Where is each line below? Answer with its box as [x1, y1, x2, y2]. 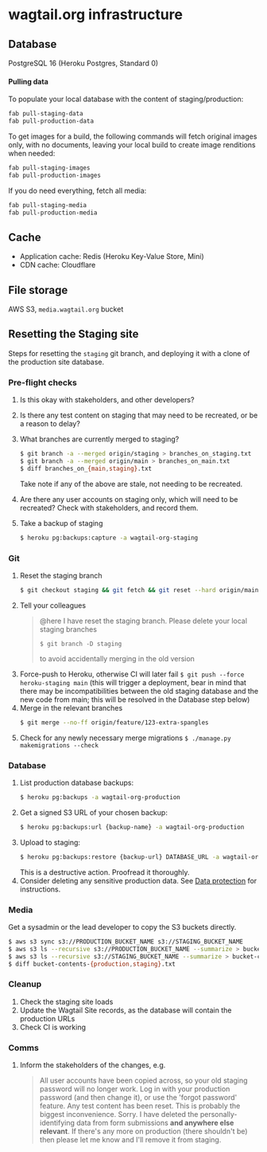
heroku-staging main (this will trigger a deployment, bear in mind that [19, 677, 246, 687]
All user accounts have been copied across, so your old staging [39, 1076, 248, 1085]
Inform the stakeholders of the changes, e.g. [19, 1060, 166, 1070]
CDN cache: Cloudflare [19, 261, 96, 270]
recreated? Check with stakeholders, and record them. [19, 503, 199, 512]
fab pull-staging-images [8, 163, 91, 172]
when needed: [8, 148, 56, 158]
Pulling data [8, 76, 49, 86]
